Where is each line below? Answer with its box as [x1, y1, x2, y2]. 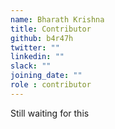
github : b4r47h [10, 33, 74, 43]
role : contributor [10, 80, 92, 90]
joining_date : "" [10, 71, 83, 81]
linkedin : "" [10, 52, 65, 62]
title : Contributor [10, 24, 92, 34]
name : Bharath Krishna [10, 14, 105, 25]
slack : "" [10, 61, 52, 71]
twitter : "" [10, 42, 60, 53]
